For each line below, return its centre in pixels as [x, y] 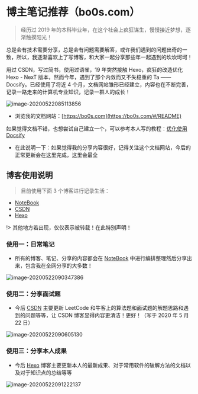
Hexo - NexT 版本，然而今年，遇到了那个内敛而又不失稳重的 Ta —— [89, 77]
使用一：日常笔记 [30, 244]
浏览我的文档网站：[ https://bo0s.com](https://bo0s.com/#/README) [98, 116]
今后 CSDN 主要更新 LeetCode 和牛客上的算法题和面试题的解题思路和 [99, 308]
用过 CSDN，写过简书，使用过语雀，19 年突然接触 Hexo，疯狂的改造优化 [95, 69]
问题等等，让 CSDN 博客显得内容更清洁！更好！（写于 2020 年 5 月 [107, 315]
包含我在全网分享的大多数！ [59, 266]
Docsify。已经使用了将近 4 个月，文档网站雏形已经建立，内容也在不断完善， [99, 84]
